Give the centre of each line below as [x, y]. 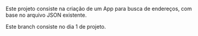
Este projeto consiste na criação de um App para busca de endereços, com [99, 9]
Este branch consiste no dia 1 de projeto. [56, 27]
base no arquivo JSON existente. [46, 15]
